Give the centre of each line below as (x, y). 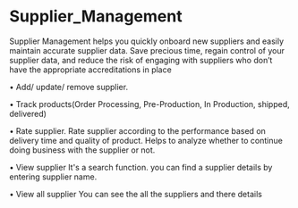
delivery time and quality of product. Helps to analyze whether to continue (146, 140)
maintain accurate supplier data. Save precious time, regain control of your (147, 50)
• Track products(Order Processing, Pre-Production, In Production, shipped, (149, 104)
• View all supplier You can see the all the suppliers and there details (136, 194)
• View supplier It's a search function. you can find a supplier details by (141, 167)
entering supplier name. (53, 177)
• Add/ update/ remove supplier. (68, 87)
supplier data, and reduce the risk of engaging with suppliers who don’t (141, 60)
